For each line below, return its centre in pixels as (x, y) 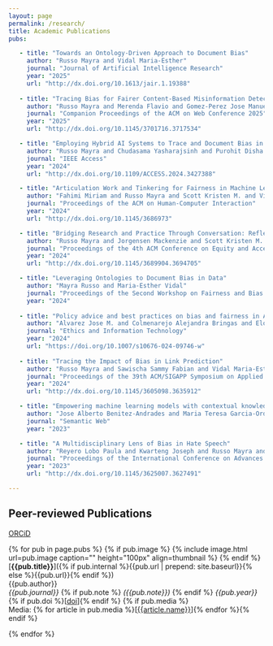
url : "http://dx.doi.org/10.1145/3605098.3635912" (114, 392)
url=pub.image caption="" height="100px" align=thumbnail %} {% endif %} (135, 557)
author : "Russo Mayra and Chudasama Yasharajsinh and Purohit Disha (145, 151)
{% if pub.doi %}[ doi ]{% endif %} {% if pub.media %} (99, 600)
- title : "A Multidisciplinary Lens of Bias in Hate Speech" (125, 444)
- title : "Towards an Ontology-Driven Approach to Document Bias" (134, 54)
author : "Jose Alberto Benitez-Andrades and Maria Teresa (127, 414)
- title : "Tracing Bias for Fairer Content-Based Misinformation (132, 98)
